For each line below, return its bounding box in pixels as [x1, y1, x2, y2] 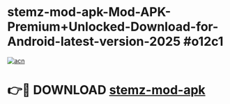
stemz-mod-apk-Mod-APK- [7, 4, 171, 20]
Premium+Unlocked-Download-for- [7, 19, 219, 35]
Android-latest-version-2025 [7, 34, 181, 49]
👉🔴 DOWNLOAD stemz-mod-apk [7, 83, 206, 98]
